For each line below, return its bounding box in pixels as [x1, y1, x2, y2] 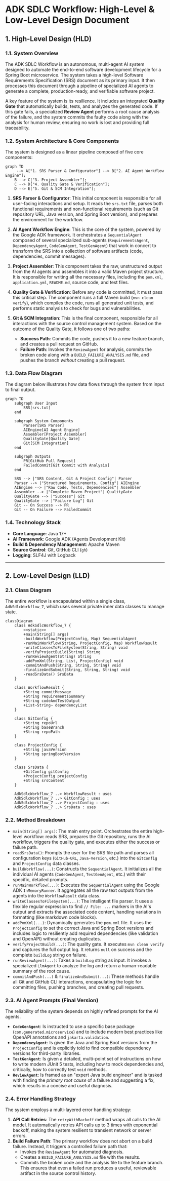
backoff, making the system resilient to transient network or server [12, 1127, 152, 1133]
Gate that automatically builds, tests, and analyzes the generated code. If [5, 103, 158, 109]
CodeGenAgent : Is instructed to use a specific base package [12, 1023, 135, 1030]
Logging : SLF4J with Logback [12, 552, 76, 558]
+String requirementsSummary [23, 694, 85, 699]
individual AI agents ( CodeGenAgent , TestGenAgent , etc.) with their [12, 871, 146, 877]
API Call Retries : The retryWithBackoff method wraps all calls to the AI [12, 1117, 161, 1123]
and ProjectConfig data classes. [12, 860, 80, 867]
